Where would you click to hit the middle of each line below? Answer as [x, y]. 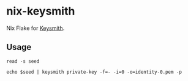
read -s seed [23, 61]
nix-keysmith [41, 11]
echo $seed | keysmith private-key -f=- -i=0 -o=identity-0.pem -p [94, 72]
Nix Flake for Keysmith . [36, 28]
